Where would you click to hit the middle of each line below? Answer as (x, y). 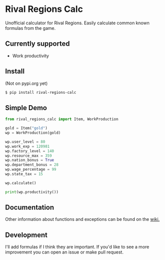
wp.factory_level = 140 (30, 151)
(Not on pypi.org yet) (27, 83)
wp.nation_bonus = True (30, 160)
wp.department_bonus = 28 (32, 165)
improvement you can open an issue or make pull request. (64, 252)
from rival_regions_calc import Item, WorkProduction (62, 119)
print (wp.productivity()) (32, 192)
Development (27, 235)
